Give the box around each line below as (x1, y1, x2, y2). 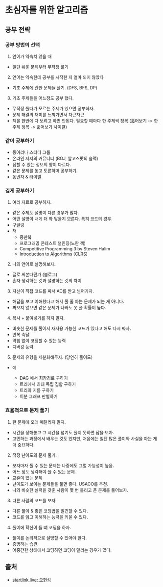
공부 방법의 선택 (5, 41, 40, 48)
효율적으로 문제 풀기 (5, 407, 49, 414)
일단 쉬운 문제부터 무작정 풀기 (12, 64, 69, 70)
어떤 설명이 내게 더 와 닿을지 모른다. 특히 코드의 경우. (12, 216, 113, 222)
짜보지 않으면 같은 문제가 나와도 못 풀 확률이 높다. (12, 305, 106, 311)
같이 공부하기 (5, 137, 34, 144)
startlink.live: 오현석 (12, 577, 51, 583)
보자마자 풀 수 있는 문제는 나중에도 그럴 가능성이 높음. (12, 463, 114, 468)
